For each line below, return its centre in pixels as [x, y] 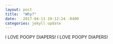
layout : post [19, 10]
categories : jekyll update [33, 23]
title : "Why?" [21, 14]
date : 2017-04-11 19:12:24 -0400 [42, 19]
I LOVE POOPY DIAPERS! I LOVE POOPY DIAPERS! [57, 37]
